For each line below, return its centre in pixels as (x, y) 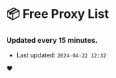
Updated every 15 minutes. (52, 41)
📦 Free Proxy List (58, 14)
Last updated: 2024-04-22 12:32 (61, 55)
